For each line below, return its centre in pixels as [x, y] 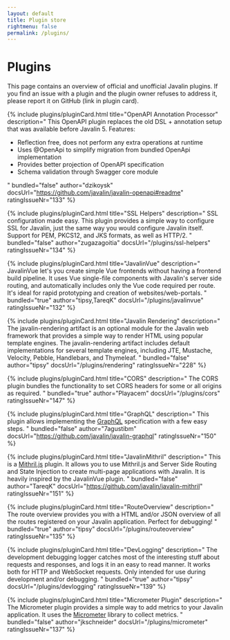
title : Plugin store [37, 20]
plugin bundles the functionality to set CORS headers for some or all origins [115, 386]
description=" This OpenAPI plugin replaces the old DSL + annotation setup [115, 122]
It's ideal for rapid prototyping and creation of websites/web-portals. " [107, 293]
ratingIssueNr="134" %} [41, 250]
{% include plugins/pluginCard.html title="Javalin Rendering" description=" [114, 321]
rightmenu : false [32, 26]
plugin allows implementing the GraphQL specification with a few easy [107, 421]
